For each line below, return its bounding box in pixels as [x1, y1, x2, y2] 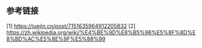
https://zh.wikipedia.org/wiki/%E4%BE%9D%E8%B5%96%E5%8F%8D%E [6, 29, 197, 36]
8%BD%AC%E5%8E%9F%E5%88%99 [6, 35, 106, 43]
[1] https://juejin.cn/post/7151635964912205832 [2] [6, 22, 136, 29]
